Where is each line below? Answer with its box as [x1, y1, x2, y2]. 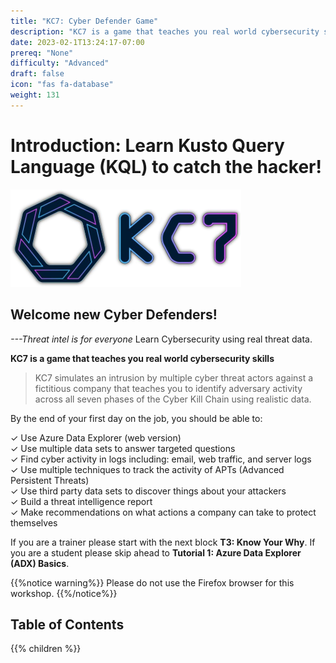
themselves [10, 516, 58, 529]
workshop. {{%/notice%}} [10, 587, 118, 599]
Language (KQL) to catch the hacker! [10, 155, 322, 178]
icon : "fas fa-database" [10, 80, 114, 90]
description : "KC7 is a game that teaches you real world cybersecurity [10, 26, 320, 37]
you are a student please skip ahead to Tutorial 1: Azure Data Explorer [10, 546, 302, 559]
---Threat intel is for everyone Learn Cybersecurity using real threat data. [10, 333, 313, 345]
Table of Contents [10, 616, 125, 633]
